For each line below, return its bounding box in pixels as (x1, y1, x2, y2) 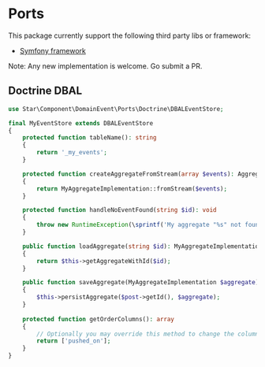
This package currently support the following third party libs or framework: (8, 31, 251, 40)
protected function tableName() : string (22, 134, 157, 142)
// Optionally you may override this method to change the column (36, 330, 259, 338)
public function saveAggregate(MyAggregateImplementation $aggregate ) (22, 279, 259, 287)
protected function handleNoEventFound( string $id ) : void (22, 206, 217, 214)
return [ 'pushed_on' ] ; (36, 337, 111, 345)
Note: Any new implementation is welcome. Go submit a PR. (8, 61, 203, 71)
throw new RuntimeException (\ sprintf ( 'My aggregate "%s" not (36, 221, 242, 229)
